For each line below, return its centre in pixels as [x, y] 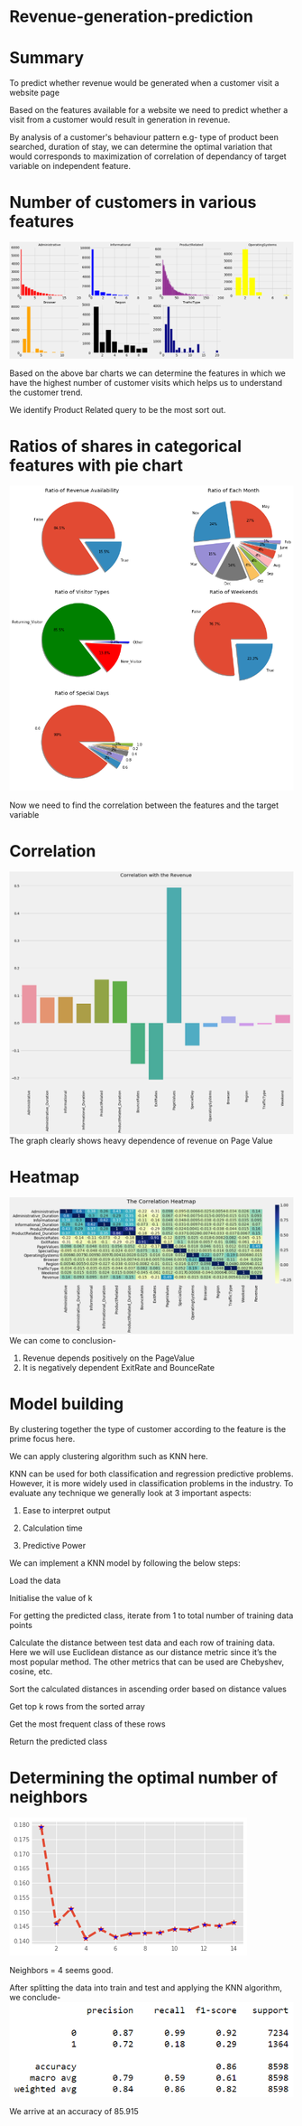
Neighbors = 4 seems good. [61, 1971]
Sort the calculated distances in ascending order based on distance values [148, 1689]
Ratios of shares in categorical [125, 447]
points [21, 1625]
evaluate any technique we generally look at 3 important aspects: [131, 1494]
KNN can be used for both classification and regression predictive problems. [151, 1474]
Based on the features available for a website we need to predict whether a [149, 110]
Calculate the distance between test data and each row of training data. [142, 1643]
